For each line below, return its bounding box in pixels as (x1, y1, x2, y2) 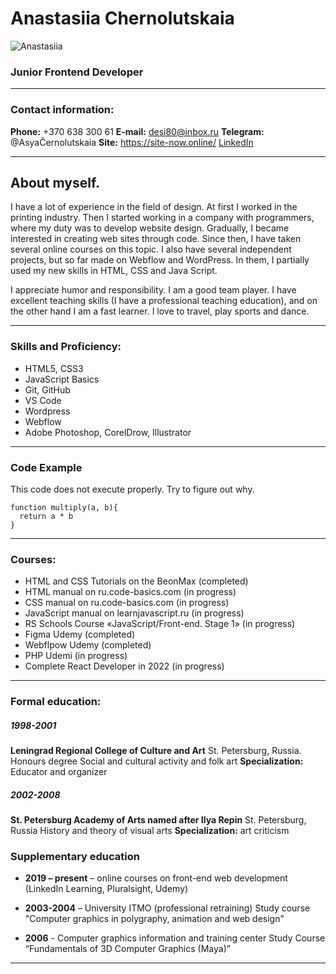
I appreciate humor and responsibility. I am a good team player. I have (10, 284, 297, 296)
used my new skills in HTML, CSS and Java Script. (10, 265, 218, 277)
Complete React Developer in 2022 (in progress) (24, 660, 225, 672)
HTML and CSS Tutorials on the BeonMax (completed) (24, 575, 249, 587)
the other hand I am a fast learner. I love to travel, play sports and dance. (10, 305, 310, 317)
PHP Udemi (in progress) (24, 650, 128, 662)
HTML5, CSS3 (24, 362, 84, 374)
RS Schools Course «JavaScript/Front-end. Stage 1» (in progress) (24, 618, 296, 630)
